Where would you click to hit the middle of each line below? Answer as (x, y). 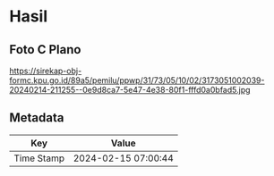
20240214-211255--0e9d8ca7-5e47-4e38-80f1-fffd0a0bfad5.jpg (130, 90)
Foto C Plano (45, 50)
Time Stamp (39, 158)
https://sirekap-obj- (46, 71)
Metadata (37, 118)
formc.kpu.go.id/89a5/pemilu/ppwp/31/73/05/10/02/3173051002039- (137, 80)
